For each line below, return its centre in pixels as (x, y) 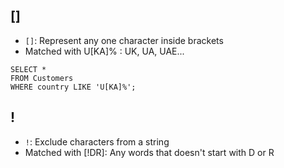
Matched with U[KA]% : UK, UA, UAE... (104, 51)
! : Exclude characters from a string (97, 141)
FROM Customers (42, 78)
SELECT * (28, 69)
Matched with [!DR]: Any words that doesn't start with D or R (149, 152)
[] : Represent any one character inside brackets (124, 40)
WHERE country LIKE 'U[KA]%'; (73, 87)
